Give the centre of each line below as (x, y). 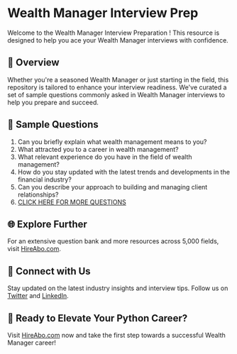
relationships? (38, 194)
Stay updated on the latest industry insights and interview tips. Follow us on (118, 288)
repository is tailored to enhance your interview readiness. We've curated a (117, 87)
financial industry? (45, 179)
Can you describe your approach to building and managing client (112, 187)
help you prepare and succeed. (53, 102)
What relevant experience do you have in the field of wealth (105, 157)
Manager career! (32, 343)
